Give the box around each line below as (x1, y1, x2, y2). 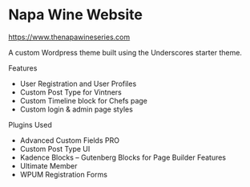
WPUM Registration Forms (19, 169, 108, 179)
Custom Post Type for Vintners (19, 87, 122, 97)
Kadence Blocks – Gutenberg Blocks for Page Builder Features (19, 152, 227, 162)
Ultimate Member (19, 161, 78, 170)
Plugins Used (8, 120, 52, 129)
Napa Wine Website (8, 6, 143, 24)
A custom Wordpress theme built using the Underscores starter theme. (8, 47, 243, 57)
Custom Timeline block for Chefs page (19, 96, 148, 105)
